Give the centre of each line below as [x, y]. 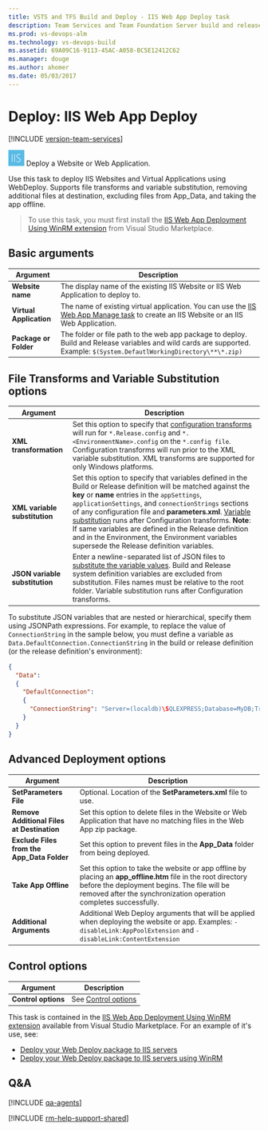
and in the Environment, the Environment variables [155, 538]
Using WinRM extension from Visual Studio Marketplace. [120, 228]
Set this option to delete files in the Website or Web [163, 812]
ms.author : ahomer [39, 68]
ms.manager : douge [39, 59]
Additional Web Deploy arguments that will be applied [167, 913]
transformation [37, 450]
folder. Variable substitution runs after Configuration [158, 591]
